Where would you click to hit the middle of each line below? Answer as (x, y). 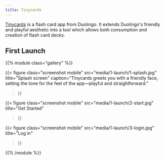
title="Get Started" (25, 109)
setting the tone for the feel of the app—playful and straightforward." (77, 83)
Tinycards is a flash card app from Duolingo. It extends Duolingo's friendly (83, 24)
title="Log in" (19, 133)
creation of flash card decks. (35, 35)
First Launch (25, 51)
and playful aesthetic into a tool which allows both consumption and (76, 30)
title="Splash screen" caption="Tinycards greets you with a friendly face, (82, 78)
